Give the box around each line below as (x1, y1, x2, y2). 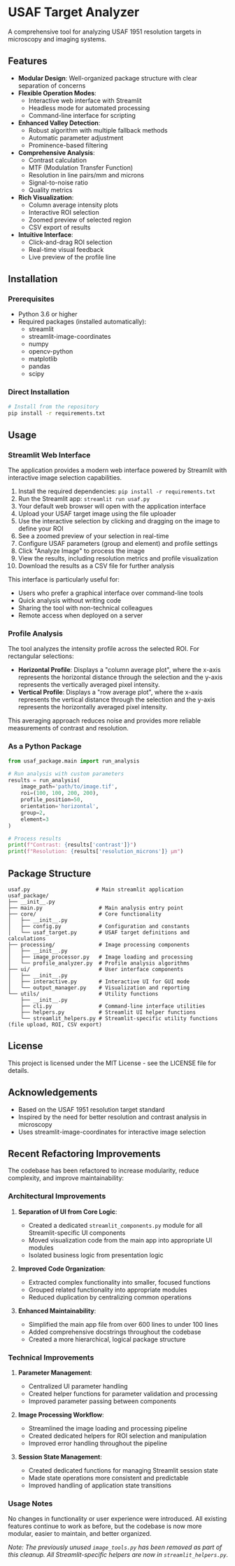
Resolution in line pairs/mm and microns (28, 170, 144, 179)
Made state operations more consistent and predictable (28, 1473, 189, 1482)
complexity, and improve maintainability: (8, 1174, 124, 1182)
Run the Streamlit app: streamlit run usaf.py (17, 495, 150, 503)
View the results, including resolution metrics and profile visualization (17, 554, 219, 563)
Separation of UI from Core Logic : (17, 1207, 117, 1216)
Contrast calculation (28, 156, 87, 164)
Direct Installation (8, 387, 70, 397)
